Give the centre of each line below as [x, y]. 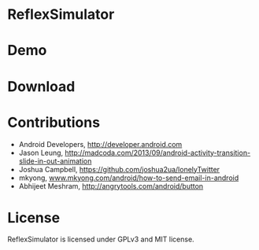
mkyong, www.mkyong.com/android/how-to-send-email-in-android [129, 178]
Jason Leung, [41, 153]
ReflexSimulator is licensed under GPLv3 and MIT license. [101, 239]
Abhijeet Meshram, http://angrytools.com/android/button [111, 186]
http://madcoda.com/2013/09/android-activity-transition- [158, 153]
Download [41, 86]
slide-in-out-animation [55, 161]
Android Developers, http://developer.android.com [100, 144]
